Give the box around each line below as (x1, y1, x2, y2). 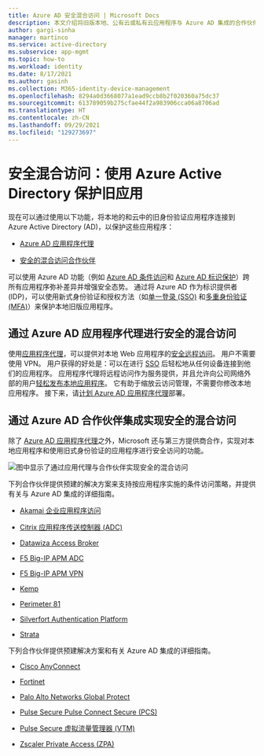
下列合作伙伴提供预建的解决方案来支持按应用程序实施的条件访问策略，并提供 (8, 479, 256, 489)
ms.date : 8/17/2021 (8, 70, 72, 78)
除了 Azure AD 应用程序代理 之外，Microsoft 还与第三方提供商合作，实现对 (8, 436, 247, 445)
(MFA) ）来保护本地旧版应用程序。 (8, 301, 118, 311)
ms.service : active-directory (8, 41, 108, 49)
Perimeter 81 (19, 599, 61, 609)
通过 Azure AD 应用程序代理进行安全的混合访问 (8, 326, 237, 340)
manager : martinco (8, 33, 68, 42)
